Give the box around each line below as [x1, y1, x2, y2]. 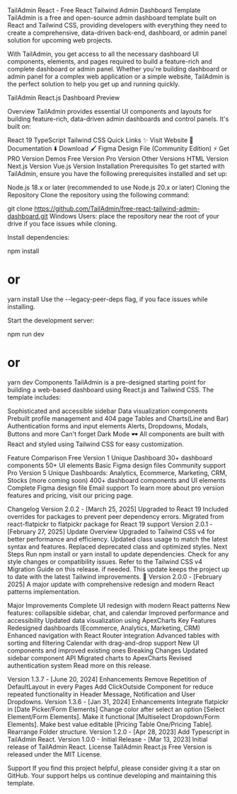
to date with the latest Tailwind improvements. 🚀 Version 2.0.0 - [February [7, 572, 222, 580]
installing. [7, 302, 35, 310]
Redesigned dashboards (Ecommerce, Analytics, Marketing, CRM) [7, 624, 200, 632]
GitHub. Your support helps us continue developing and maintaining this [7, 771, 217, 780]
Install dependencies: [7, 233, 70, 241]
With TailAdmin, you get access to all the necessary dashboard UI [7, 49, 200, 58]
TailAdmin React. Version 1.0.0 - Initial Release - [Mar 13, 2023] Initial [7, 735, 208, 743]
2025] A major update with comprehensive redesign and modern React [7, 580, 214, 588]
